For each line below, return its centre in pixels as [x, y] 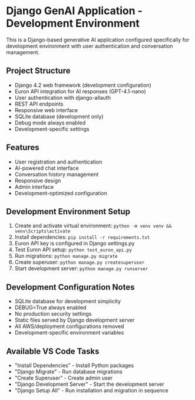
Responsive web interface [46, 110]
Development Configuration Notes [70, 287]
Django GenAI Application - [75, 11]
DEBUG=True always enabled [50, 307]
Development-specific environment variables [69, 333]
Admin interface [34, 186]
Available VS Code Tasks [53, 351]
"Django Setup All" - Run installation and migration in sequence [92, 390]
